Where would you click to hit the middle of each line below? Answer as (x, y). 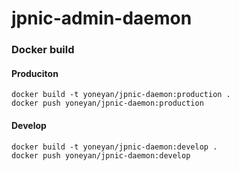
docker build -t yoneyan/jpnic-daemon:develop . (114, 147)
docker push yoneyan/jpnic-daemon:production (107, 103)
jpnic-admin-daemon (102, 18)
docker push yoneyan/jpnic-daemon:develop (101, 155)
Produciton (35, 73)
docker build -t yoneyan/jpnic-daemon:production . (121, 95)
